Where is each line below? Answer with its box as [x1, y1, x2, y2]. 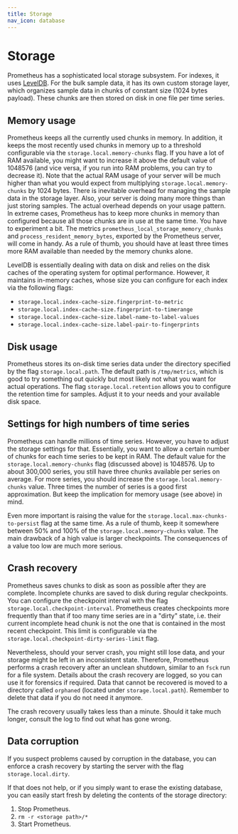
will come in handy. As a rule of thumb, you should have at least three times [7, 239, 229, 248]
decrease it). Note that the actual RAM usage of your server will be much [7, 172, 221, 180]
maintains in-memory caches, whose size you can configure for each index [7, 276, 228, 285]
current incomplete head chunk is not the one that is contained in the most [7, 619, 226, 627]
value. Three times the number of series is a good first [28, 482, 187, 491]
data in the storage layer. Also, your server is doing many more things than [7, 194, 226, 203]
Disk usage [7, 340, 58, 353]
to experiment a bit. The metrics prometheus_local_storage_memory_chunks [7, 224, 224, 233]
